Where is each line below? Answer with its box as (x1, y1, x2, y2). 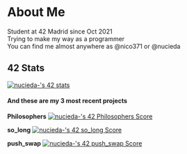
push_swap (7, 139, 42, 147)
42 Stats (7, 62, 45, 74)
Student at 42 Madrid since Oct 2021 (7, 27, 113, 36)
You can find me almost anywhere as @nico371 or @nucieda (7, 42, 181, 50)
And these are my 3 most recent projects (7, 97, 127, 105)
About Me (7, 4, 65, 20)
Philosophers (7, 112, 47, 121)
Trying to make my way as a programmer (7, 34, 125, 43)
